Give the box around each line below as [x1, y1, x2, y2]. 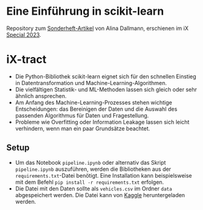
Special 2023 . [6, 31, 42, 38]
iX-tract [6, 53, 47, 67]
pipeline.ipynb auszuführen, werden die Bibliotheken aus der [15, 165, 171, 173]
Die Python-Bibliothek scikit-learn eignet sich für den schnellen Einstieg [15, 72, 197, 80]
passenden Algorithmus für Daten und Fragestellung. [15, 111, 149, 119]
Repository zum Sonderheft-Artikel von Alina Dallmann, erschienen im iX [6, 24, 189, 32]
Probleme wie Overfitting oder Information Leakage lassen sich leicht [15, 118, 190, 126]
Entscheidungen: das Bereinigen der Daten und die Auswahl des [15, 105, 177, 113]
